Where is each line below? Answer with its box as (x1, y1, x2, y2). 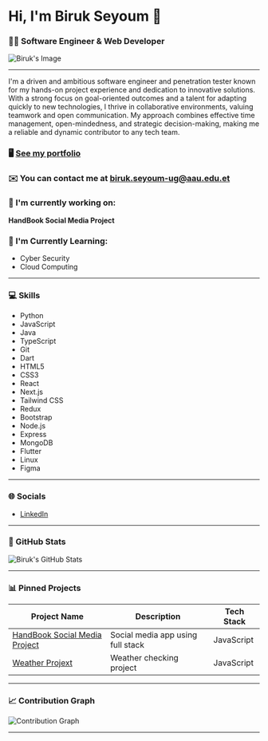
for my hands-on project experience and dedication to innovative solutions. (8, 85, 255, 95)
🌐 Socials (8, 491, 46, 502)
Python (19, 311, 44, 321)
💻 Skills (8, 290, 41, 301)
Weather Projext (12, 657, 73, 668)
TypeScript (19, 337, 57, 346)
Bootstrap (19, 412, 53, 422)
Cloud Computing (19, 262, 78, 271)
